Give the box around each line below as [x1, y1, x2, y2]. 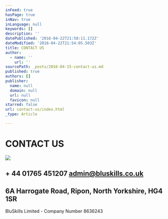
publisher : [5, 78, 29, 84]
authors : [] [5, 74, 31, 79]
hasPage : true [5, 12, 36, 17]
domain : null [10, 88, 38, 93]
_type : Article [5, 112, 38, 117]
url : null [10, 93, 31, 98]
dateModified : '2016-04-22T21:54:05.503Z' [5, 41, 97, 46]
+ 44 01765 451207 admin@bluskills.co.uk [5, 169, 144, 178]
